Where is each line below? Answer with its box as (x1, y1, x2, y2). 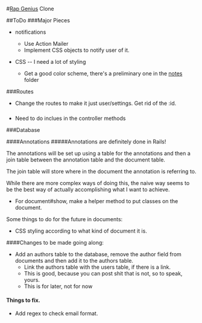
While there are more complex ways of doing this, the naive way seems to (6, 179, 190, 186)
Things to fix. (6, 296, 40, 304)
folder (24, 77, 39, 83)
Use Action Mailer (24, 40, 69, 47)
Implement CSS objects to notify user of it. (24, 46, 130, 54)
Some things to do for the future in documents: (6, 215, 123, 222)
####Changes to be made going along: (6, 239, 104, 246)
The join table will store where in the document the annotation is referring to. (6, 168, 197, 175)
